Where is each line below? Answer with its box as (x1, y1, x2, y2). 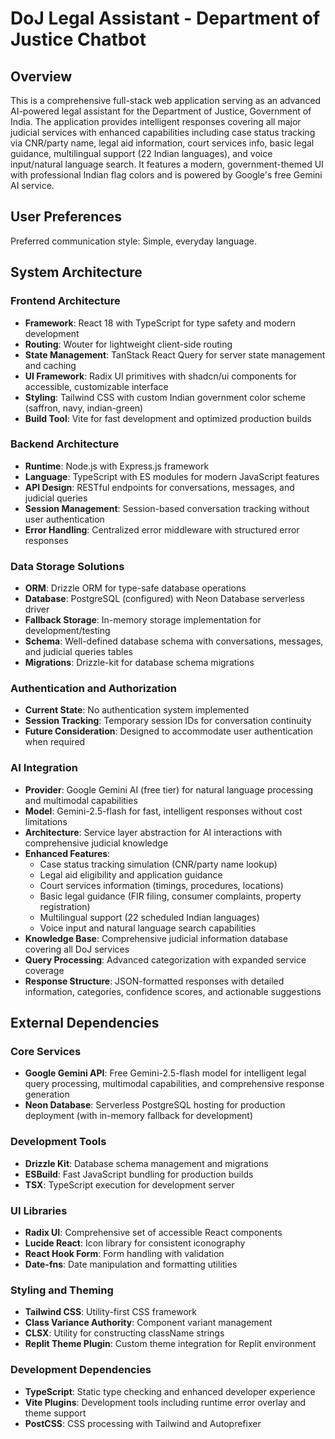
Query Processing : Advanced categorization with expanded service (24, 953, 307, 966)
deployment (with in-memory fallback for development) (24, 1110, 254, 1122)
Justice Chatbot (10, 28, 147, 51)
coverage (24, 964, 65, 976)
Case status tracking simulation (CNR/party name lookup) (39, 858, 278, 870)
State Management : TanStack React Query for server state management (24, 348, 326, 361)
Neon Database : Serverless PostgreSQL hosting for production (24, 1099, 286, 1111)
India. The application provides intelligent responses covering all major (10, 116, 302, 127)
